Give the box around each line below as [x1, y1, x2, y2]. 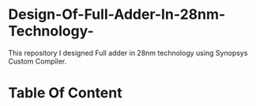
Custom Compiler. [8, 57, 67, 66]
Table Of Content [8, 84, 122, 102]
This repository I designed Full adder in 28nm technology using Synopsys [8, 48, 248, 57]
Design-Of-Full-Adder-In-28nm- [8, 5, 226, 24]
